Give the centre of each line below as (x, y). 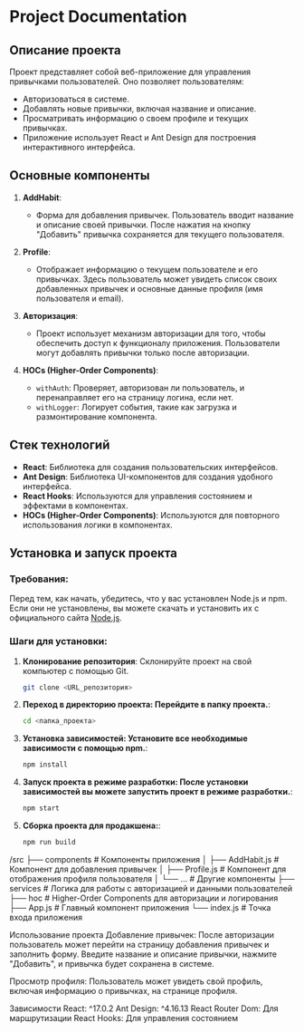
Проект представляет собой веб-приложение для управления (130, 72)
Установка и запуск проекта (94, 553)
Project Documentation (98, 17)
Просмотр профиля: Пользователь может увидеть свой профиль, (136, 981)
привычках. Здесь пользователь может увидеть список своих (157, 279)
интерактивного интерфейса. (79, 147)
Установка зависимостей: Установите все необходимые (135, 738)
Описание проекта (65, 50)
